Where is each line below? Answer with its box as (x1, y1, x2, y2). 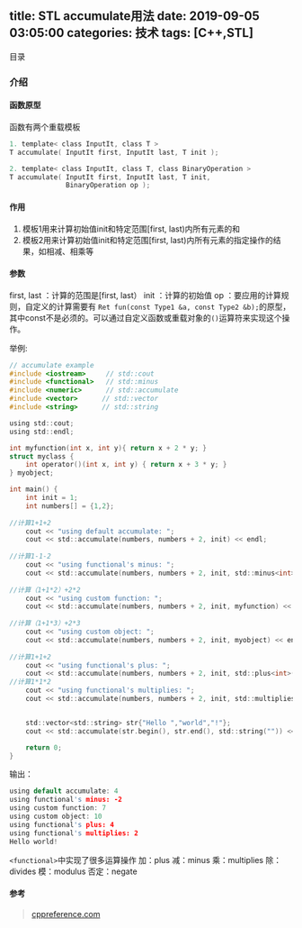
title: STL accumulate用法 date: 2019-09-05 (9, 8, 260, 24)
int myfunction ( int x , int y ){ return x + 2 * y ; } (9, 443, 208, 452)
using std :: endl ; (9, 427, 75, 436)
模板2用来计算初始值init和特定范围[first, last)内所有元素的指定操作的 (22, 234, 274, 245)
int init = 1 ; (25, 494, 78, 503)
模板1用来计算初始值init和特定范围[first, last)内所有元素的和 (22, 223, 241, 234)
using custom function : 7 (9, 804, 106, 813)
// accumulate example (9, 360, 94, 369)
